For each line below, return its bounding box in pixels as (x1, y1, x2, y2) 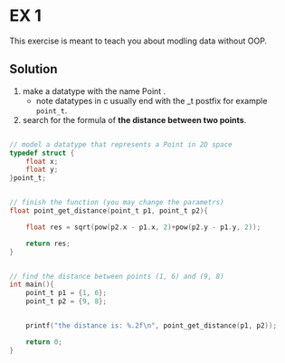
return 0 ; (25, 337, 63, 347)
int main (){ (9, 280, 54, 290)
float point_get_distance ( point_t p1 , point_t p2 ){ (9, 206, 208, 215)
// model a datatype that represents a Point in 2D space (9, 139, 233, 149)
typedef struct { (9, 148, 75, 158)
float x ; (25, 157, 59, 166)
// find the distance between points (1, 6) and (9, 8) (9, 272, 224, 281)
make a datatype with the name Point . (22, 85, 166, 96)
